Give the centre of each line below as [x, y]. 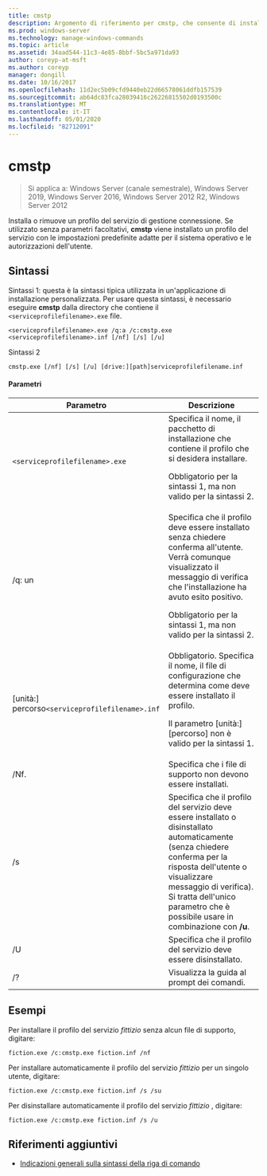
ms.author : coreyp [39, 68]
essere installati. [198, 784]
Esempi [27, 1011]
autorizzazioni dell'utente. [50, 246]
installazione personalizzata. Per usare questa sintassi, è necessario [120, 299]
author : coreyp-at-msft [48, 61]
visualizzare [190, 876]
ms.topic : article [39, 45]
